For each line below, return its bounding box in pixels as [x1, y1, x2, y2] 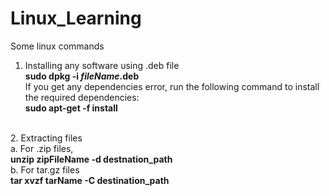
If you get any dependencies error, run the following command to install [24, 80, 320, 92]
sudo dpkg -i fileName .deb [24, 70, 140, 82]
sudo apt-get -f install [24, 102, 118, 114]
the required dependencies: [24, 91, 140, 103]
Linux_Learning [10, 7, 142, 30]
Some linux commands [10, 40, 105, 52]
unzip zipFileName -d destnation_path [10, 153, 173, 165]
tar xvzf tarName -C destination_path [10, 174, 170, 186]
